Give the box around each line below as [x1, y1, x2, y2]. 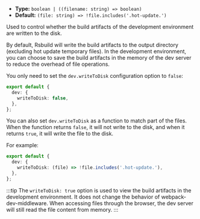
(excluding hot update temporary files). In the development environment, [6, 48, 187, 55]
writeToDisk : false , [17, 95, 69, 101]
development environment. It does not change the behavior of [6, 193, 160, 200]
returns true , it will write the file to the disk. [6, 130, 113, 138]
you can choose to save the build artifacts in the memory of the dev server [6, 54, 192, 61]
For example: [6, 142, 39, 149]
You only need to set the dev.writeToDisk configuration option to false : [6, 72, 184, 79]
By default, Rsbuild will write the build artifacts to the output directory [6, 42, 179, 48]
